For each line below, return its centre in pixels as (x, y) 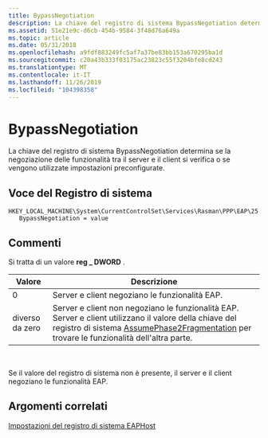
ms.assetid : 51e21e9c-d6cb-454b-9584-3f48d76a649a (94, 30)
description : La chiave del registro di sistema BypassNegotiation (123, 23)
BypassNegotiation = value (64, 219)
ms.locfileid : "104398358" (53, 90)
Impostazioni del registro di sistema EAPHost (82, 425)
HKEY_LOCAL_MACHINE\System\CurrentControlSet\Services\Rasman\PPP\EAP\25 (134, 212)
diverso (26, 318)
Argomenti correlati (58, 407)
